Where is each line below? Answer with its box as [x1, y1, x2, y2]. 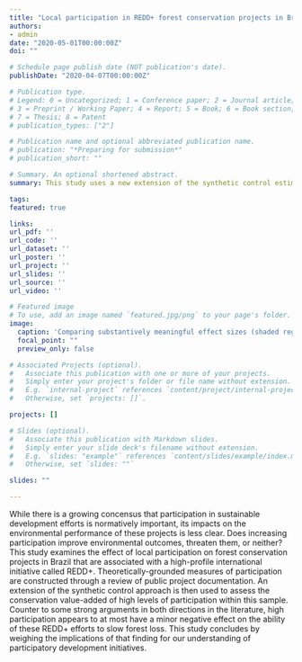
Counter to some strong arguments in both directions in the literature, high [9, 604, 285, 614]
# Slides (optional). [9, 426, 91, 435]
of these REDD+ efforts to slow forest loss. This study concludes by [9, 623, 261, 634]
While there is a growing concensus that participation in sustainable [9, 509, 261, 519]
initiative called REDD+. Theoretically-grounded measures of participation [9, 566, 283, 577]
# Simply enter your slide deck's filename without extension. [9, 443, 259, 452]
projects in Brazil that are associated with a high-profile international [9, 557, 262, 567]
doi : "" [9, 47, 39, 56]
